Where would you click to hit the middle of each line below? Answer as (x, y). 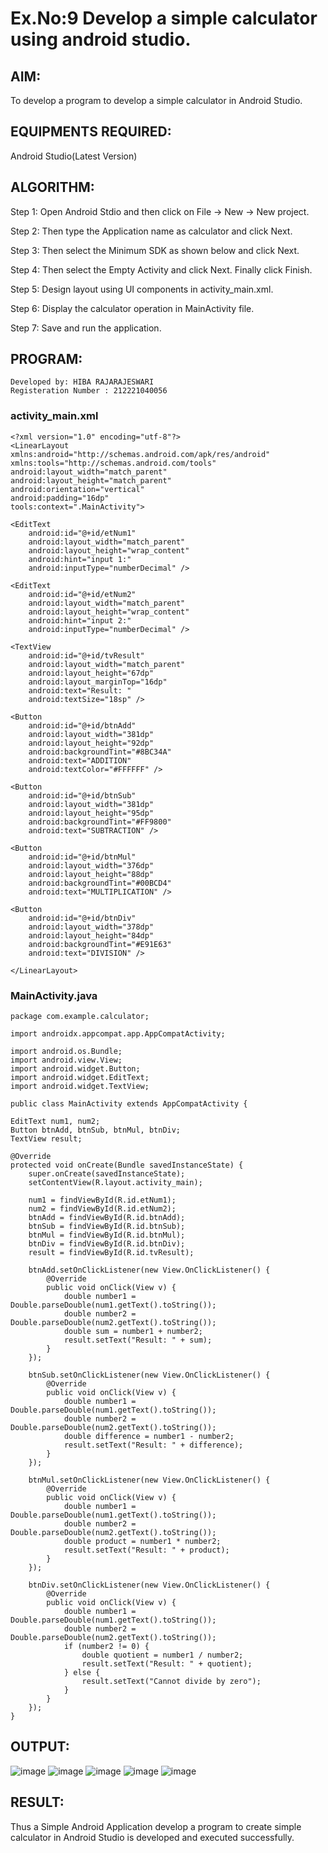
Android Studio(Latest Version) (74, 156)
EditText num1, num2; (55, 1122)
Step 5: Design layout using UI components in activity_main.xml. (142, 289)
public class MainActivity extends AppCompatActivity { (129, 1104)
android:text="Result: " (80, 690)
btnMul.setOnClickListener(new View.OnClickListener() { (149, 1480)
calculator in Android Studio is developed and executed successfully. (152, 1837)
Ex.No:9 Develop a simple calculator (164, 18)
